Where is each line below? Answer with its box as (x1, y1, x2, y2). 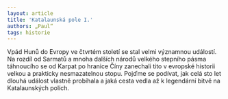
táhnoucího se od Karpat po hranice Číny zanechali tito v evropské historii (7, 62, 216, 70)
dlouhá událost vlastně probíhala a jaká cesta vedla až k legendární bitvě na (7, 76, 220, 85)
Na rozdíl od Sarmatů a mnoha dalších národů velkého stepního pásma (7, 55, 207, 63)
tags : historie (7, 29, 51, 36)
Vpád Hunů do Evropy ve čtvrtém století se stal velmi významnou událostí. (7, 48, 217, 56)
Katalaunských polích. (7, 84, 70, 92)
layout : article (7, 10, 53, 17)
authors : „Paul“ (7, 23, 53, 29)
